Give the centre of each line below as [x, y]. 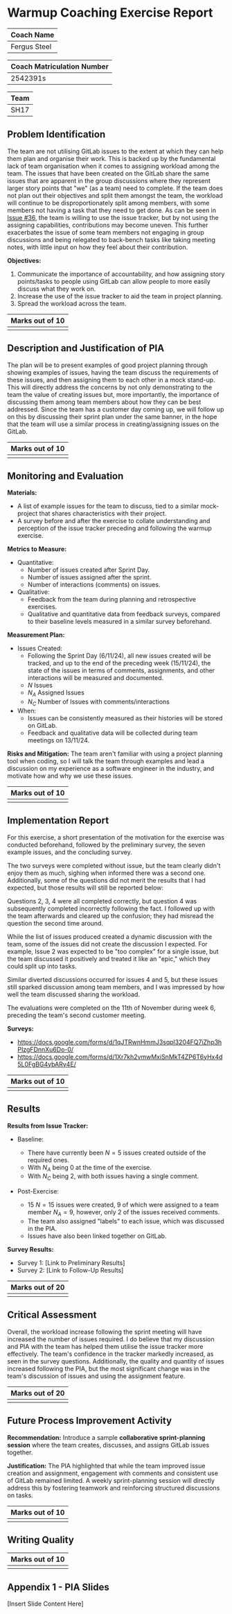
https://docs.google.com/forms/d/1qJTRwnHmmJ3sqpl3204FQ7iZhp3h [119, 1042]
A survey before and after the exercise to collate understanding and [114, 521]
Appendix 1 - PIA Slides [58, 1587]
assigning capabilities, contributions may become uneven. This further [108, 225]
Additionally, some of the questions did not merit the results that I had [106, 880]
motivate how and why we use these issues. [70, 776]
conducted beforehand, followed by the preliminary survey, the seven [106, 844]
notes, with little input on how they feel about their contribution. [98, 247]
